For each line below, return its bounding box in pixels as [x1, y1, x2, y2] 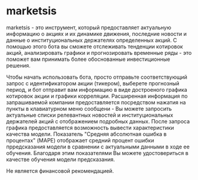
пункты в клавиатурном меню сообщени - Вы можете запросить [6, 105, 172, 112]
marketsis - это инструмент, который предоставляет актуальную [6, 24, 172, 31]
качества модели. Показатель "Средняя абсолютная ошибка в [6, 130, 167, 138]
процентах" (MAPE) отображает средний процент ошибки [6, 136, 154, 144]
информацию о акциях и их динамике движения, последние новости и [6, 30, 187, 37]
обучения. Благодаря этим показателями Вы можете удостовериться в [6, 149, 189, 156]
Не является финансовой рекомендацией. [6, 167, 115, 174]
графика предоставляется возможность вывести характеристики [6, 124, 174, 131]
